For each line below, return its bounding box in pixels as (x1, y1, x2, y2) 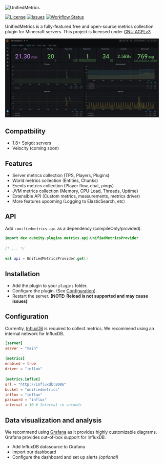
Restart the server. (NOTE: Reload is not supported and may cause (12, 293, 148, 299)
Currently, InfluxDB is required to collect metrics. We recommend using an (5, 325, 155, 331)
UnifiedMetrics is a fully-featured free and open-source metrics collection (5, 23, 154, 29)
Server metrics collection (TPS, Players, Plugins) (12, 173, 110, 178)
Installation (5, 269, 40, 278)
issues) (12, 298, 28, 304)
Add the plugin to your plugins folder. (12, 283, 88, 288)
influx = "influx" (5, 392, 42, 397)
